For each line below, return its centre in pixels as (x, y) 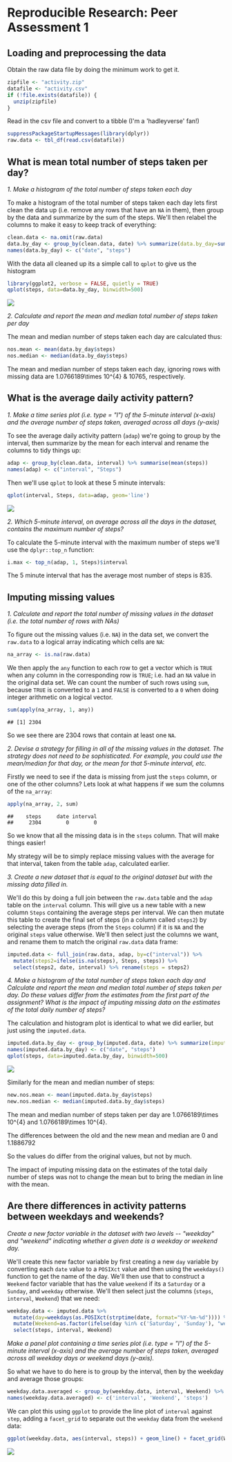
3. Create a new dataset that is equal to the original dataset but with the (110, 877)
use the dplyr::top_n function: (51, 549)
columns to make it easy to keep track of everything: (82, 224)
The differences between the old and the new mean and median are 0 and (113, 1135)
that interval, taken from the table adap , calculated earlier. (89, 863)
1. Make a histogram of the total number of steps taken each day (99, 189)
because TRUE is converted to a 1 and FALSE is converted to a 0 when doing (113, 690)
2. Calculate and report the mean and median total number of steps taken (113, 316)
